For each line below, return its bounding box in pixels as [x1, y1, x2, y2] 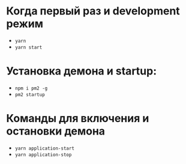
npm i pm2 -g [14, 85, 48, 91]
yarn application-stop [14, 151, 72, 157]
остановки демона [6, 124, 106, 138]
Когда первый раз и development [6, 4, 180, 18]
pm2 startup [14, 91, 45, 97]
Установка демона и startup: [6, 64, 157, 78]
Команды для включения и [6, 112, 149, 126]
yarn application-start [14, 145, 75, 151]
